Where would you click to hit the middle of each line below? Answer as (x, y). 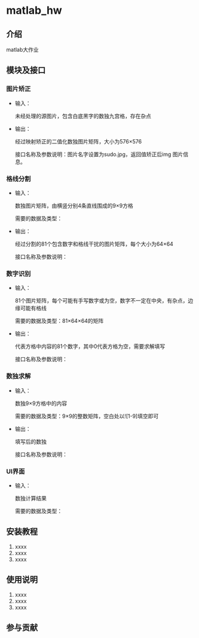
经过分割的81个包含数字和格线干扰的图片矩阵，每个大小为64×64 (94, 244)
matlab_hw (34, 11)
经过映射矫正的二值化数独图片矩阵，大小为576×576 (78, 141)
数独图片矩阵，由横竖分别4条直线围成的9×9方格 (74, 205)
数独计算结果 (30, 498)
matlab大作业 (22, 50)
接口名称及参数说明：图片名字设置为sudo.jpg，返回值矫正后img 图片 (99, 154)
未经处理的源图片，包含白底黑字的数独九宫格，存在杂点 (83, 116)
